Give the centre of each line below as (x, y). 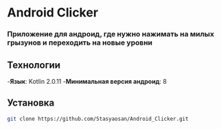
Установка (31, 103)
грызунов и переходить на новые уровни (80, 43)
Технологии (34, 65)
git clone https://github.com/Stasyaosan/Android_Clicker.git (98, 119)
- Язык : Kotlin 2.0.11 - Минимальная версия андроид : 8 (87, 81)
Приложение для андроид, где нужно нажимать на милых (111, 34)
